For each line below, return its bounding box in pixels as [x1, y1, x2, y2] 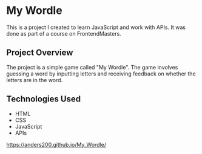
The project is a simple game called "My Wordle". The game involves [6, 63, 178, 71]
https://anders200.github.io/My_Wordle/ [6, 141, 107, 148]
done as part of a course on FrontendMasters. [6, 30, 121, 37]
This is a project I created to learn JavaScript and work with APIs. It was [6, 24, 186, 31]
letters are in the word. [6, 76, 63, 83]
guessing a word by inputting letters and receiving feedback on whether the [6, 70, 196, 77]
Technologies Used [6, 94, 81, 104]
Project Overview [6, 48, 73, 58]
